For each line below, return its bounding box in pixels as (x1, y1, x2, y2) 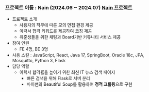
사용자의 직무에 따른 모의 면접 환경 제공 (19, 22, 94, 28)
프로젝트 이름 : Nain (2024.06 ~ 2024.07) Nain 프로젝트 (5, 4, 132, 11)
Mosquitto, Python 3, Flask (12, 58, 66, 64)
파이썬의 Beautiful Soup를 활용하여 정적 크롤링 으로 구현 (26, 81, 132, 87)
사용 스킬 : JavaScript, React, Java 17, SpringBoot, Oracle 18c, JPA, (12, 52, 145, 58)
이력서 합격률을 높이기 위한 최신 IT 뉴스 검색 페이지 (19, 69, 116, 75)
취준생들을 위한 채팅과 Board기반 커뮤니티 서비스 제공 (19, 34, 121, 40)
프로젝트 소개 (12, 16, 37, 22)
